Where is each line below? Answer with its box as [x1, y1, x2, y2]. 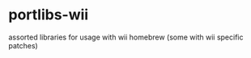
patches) [8, 40, 38, 50]
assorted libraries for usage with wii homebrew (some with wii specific [8, 32, 244, 42]
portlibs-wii [8, 6, 89, 24]
